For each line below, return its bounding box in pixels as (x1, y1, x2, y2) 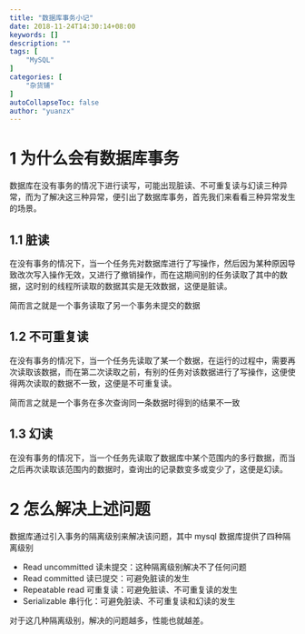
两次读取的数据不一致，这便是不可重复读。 (16, 377, 177, 388)
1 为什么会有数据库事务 (9, 148, 180, 169)
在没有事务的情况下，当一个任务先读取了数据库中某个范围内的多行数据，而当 (9, 452, 296, 463)
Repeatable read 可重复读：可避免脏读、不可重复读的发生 (22, 584, 238, 595)
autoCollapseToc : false (9, 97, 100, 107)
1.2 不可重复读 (9, 329, 89, 345)
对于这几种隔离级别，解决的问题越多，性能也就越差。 (9, 615, 209, 626)
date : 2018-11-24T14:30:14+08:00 (9, 22, 136, 31)
